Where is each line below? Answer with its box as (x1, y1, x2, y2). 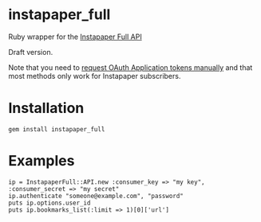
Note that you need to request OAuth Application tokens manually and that (8, 62, 253, 72)
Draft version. (8, 47, 53, 56)
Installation (8, 99, 85, 117)
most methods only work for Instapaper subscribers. (8, 71, 181, 80)
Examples (8, 152, 75, 170)
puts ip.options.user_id (8, 199, 91, 207)
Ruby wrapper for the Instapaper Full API (8, 32, 142, 41)
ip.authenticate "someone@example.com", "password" (8, 192, 184, 200)
